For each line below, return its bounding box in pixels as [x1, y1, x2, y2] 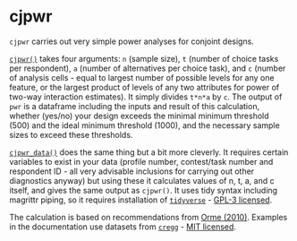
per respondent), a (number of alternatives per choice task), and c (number [9, 63, 286, 73]
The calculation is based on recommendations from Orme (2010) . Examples [9, 211, 288, 222]
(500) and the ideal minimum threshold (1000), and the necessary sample [9, 119, 280, 131]
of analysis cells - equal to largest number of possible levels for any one [9, 72, 275, 82]
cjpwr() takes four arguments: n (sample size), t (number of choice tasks [9, 53, 279, 64]
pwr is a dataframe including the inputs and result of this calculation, [9, 100, 260, 111]
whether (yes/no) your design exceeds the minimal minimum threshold [9, 110, 270, 121]
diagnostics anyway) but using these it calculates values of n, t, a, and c [9, 175, 275, 185]
